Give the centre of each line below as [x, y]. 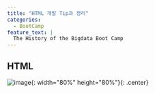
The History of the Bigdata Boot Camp [69, 39]
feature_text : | [30, 32]
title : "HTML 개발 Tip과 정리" [48, 13]
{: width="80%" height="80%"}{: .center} [90, 82]
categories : [24, 20]
